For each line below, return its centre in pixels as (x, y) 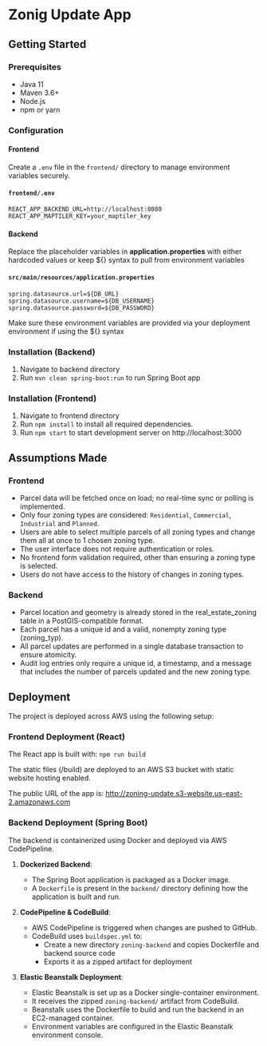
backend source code (79, 953)
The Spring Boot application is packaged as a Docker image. (131, 879)
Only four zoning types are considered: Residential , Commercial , (126, 515)
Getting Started (47, 44)
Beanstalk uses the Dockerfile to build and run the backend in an (138, 1009)
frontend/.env (32, 193)
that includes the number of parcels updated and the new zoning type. (135, 672)
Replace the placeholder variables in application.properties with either (125, 252)
